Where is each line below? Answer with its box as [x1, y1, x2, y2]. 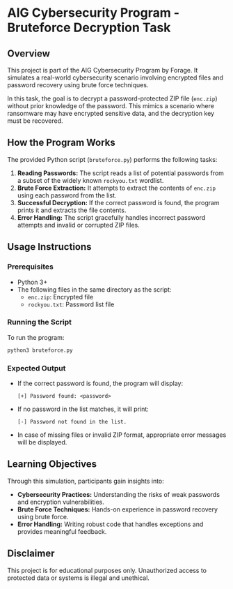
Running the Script [7, 318, 72, 327]
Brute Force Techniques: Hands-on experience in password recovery [17, 505, 218, 514]
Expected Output [7, 363, 66, 373]
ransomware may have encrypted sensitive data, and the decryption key [7, 110, 214, 117]
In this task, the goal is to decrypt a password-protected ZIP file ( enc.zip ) [7, 94, 218, 103]
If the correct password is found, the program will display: [17, 379, 184, 387]
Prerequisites [7, 262, 54, 271]
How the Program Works [7, 137, 116, 149]
